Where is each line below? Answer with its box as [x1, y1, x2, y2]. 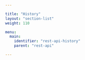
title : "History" [5, 11, 41, 16]
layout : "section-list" [5, 16, 54, 21]
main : [9, 34, 21, 39]
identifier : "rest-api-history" [14, 39, 81, 44]
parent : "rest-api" [14, 43, 54, 48]
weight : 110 [5, 21, 30, 26]
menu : [5, 30, 16, 34]
